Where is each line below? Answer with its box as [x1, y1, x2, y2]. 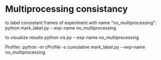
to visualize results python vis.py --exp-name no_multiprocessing [5, 34, 139, 40]
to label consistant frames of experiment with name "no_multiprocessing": [5, 20, 157, 26]
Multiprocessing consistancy [5, 3, 128, 15]
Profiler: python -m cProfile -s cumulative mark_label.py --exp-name [5, 44, 145, 50]
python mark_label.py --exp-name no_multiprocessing [5, 25, 116, 30]
